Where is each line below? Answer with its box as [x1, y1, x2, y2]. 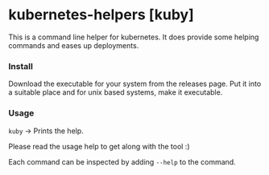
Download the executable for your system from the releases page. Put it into [8, 79, 262, 89]
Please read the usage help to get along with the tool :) [8, 141, 190, 151]
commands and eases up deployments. [8, 40, 139, 50]
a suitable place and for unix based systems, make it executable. [8, 87, 223, 97]
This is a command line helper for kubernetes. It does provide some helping [8, 32, 259, 42]
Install [8, 60, 34, 71]
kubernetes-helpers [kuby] [8, 6, 195, 24]
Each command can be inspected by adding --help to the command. [8, 157, 236, 166]
